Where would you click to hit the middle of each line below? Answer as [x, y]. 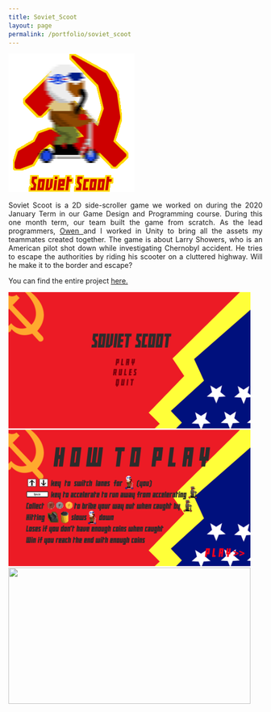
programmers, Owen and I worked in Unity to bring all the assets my [135, 231]
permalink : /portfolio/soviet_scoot [70, 34]
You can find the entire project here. [68, 281]
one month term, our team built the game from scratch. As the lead [135, 223]
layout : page [30, 25]
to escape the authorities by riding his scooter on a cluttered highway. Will [135, 257]
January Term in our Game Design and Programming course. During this [135, 214]
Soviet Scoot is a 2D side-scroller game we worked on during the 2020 [135, 205]
